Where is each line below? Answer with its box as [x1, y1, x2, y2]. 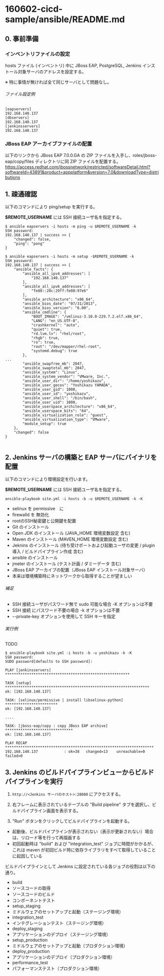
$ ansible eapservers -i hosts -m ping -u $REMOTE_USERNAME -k [5, 224, 137, 229]
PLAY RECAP [5, 741, 27, 746]
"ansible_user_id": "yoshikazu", [22, 391, 91, 397]
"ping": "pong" [14, 241, 45, 246]
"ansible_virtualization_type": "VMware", [22, 417, 110, 422]
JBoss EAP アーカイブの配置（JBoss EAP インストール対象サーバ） [12, 567, 148, 573]
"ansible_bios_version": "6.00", [22, 305, 91, 311]
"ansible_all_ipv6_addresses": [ [22, 284, 91, 289]
